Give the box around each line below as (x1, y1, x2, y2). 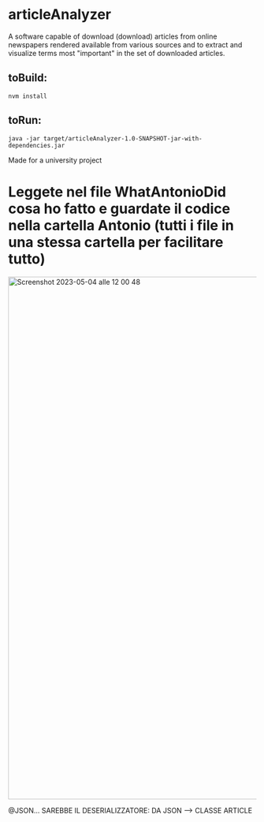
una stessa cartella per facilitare (8, 233, 224, 251)
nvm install (8, 92, 47, 100)
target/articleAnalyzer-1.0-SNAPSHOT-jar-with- (43, 134, 203, 143)
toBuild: (8, 71, 47, 84)
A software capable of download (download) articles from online (8, 32, 218, 41)
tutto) (8, 250, 46, 267)
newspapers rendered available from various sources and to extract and (8, 39, 243, 49)
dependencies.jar (8, 141, 65, 149)
